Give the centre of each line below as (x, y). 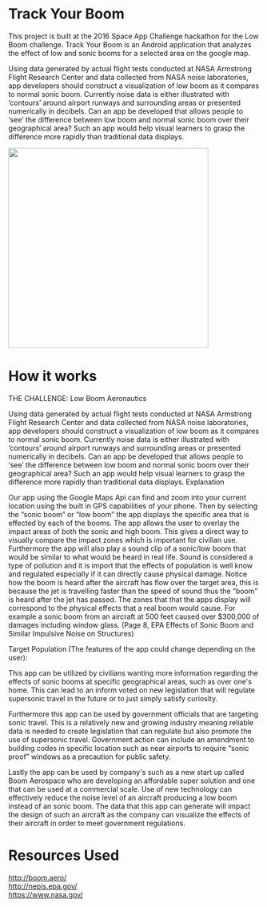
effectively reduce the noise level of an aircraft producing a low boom (123, 797)
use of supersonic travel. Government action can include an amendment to (132, 739)
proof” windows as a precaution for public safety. (90, 757)
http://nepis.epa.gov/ (43, 886)
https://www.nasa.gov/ (46, 894)
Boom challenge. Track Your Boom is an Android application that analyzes (130, 44)
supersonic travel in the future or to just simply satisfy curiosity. (113, 698)
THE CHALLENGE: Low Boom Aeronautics (78, 398)
